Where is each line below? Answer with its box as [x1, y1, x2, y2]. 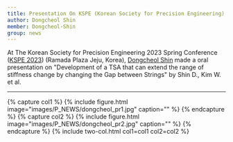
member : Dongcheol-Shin [7, 23, 76, 30]
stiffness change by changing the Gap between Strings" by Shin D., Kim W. [7, 71, 221, 79]
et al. [7, 78, 21, 87]
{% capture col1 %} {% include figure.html [7, 98, 128, 106]
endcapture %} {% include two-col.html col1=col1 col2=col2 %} [7, 127, 189, 136]
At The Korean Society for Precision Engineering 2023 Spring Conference [7, 48, 218, 57]
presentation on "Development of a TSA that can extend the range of [7, 63, 205, 71]
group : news [7, 29, 42, 37]
